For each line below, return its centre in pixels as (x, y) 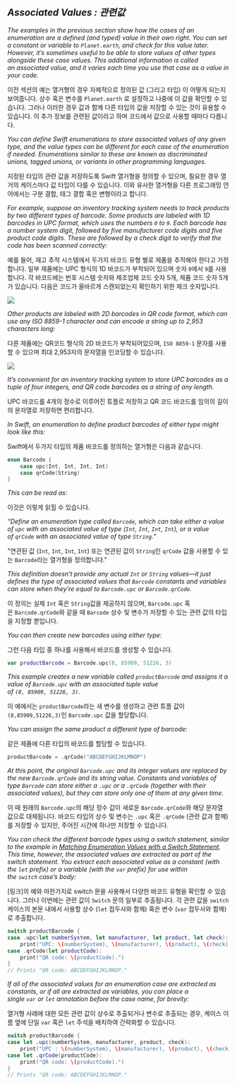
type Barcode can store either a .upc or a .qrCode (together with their (107, 786)
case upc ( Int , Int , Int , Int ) (65, 466)
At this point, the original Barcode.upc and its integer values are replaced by (117, 770)
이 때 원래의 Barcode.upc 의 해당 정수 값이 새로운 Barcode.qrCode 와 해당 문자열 (115, 808)
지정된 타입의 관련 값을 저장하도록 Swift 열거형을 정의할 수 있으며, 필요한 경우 (113, 176)
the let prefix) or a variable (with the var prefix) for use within (98, 869)
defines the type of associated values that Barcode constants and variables (117, 581)
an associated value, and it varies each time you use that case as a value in (118, 67)
